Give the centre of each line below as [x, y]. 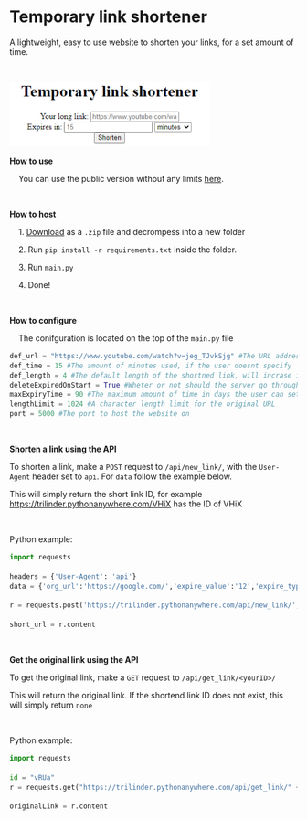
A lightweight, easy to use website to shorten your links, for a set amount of [152, 42]
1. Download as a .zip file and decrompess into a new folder [132, 231]
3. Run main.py [46, 267]
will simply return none [51, 705]
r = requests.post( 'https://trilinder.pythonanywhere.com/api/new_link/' [153, 605]
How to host [33, 214]
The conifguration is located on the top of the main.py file [126, 338]
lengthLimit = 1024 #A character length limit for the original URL [143, 404]
